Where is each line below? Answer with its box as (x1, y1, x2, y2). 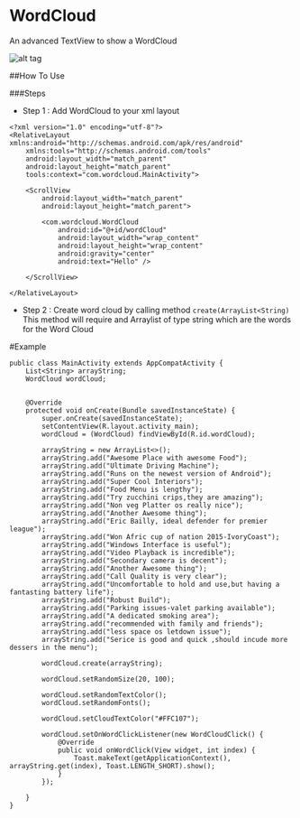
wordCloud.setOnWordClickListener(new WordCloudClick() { (41, 730, 264, 739)
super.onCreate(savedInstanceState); (41, 414, 183, 423)
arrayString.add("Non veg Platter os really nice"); (41, 500, 244, 510)
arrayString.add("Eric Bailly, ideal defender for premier (41, 516, 268, 525)
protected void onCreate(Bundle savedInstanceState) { (25, 405, 236, 415)
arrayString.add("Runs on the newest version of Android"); (41, 469, 272, 479)
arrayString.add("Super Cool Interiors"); (41, 477, 204, 486)
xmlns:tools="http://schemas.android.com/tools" (25, 146, 212, 155)
